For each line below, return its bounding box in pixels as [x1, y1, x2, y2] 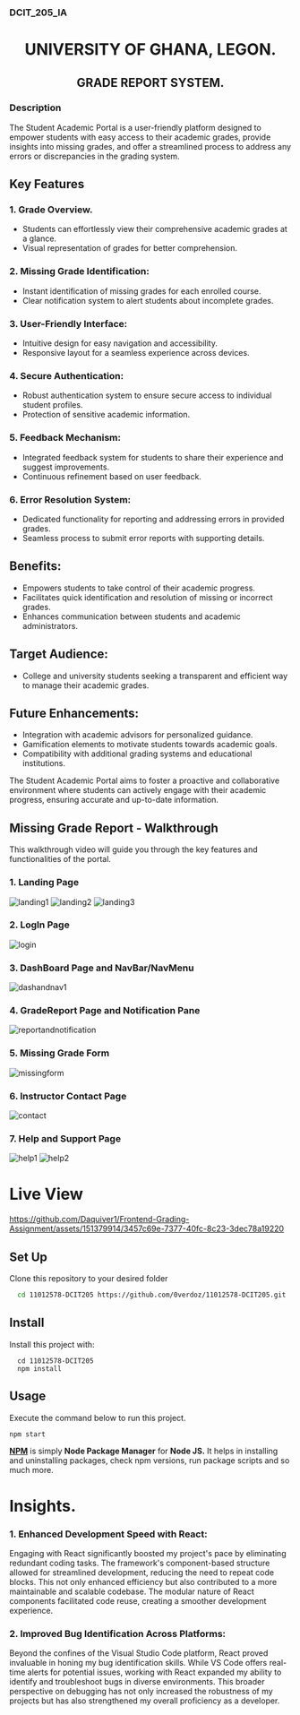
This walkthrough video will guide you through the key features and [9, 844, 258, 855]
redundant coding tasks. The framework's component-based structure [9, 1557, 270, 1569]
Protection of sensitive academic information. [21, 409, 191, 420]
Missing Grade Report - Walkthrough [9, 820, 219, 835]
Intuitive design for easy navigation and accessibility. [21, 338, 218, 349]
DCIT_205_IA [9, 6, 67, 19]
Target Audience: [9, 647, 109, 662]
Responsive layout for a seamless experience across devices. [21, 348, 250, 358]
